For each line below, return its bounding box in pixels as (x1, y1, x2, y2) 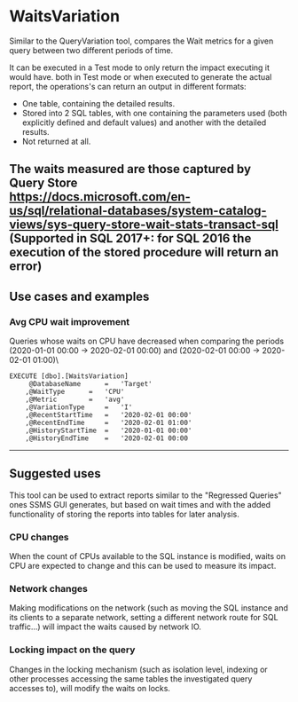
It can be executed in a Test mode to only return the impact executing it (9, 62, 271, 73)
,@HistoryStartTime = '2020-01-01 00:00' (25, 426, 192, 436)
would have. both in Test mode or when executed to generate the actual (9, 71, 272, 82)
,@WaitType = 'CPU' (25, 388, 125, 397)
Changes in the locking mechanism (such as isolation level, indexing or (9, 664, 268, 674)
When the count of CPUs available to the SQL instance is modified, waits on (9, 551, 286, 562)
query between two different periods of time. (9, 44, 174, 55)
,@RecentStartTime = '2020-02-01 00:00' (25, 411, 192, 420)
